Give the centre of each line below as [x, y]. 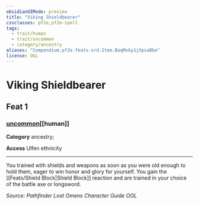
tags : [13, 28]
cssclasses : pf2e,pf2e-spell [42, 23]
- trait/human [29, 34]
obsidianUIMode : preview [37, 12]
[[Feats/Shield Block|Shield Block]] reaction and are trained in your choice [97, 178]
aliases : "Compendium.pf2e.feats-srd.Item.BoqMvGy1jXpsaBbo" [83, 50]
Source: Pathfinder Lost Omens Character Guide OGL [72, 196]
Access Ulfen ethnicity [34, 148]
